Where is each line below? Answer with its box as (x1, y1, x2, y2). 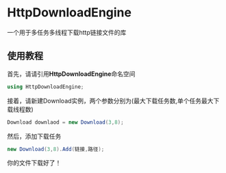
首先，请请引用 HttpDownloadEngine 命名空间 (7, 70, 136, 78)
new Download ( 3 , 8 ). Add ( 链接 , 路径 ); (7, 146, 105, 152)
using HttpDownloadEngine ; (7, 83, 84, 90)
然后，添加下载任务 (7, 132, 62, 140)
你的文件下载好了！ (7, 159, 62, 167)
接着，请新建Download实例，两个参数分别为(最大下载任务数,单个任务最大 (7, 96, 214, 105)
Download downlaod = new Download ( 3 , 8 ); (7, 118, 125, 126)
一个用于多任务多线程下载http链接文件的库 (7, 28, 127, 36)
